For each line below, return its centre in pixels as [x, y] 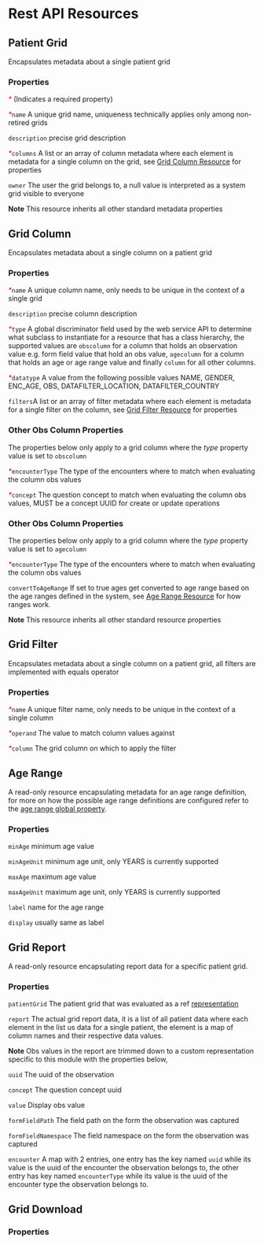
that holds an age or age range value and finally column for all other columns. [132, 362]
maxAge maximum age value [52, 877]
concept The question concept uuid [65, 1090]
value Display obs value [46, 1105]
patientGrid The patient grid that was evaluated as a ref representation [123, 1004]
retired [19, 123]
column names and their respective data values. [86, 1036]
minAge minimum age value [51, 847]
